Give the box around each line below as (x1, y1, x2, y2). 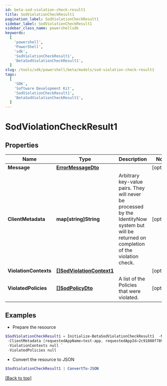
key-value (118, 179, 143, 186)
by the (118, 209, 134, 216)
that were (118, 288, 141, 295)
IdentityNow (118, 216, 148, 223)
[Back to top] (5, 375, 32, 381)
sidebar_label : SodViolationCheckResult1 (5, 21, 92, 26)
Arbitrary (118, 172, 140, 179)
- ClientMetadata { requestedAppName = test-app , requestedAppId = (7, 338, 139, 343)
